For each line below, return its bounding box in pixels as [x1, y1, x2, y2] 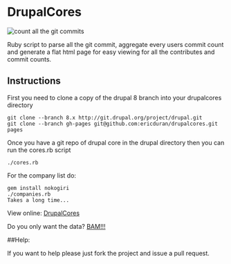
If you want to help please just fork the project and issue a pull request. [7, 249, 210, 257]
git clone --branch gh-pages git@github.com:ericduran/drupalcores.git [7, 120, 218, 127]
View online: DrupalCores [7, 209, 80, 217]
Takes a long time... [7, 196, 70, 204]
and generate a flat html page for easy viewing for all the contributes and [7, 48, 215, 56]
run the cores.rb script [7, 146, 71, 154]
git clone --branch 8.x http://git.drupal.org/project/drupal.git [7, 114, 203, 121]
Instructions [7, 75, 61, 87]
